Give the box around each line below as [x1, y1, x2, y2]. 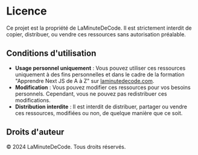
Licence [6, 4, 47, 18]
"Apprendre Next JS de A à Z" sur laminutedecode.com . [14, 77, 155, 84]
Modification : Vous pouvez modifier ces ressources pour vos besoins [14, 84, 191, 91]
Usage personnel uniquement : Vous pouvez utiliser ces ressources [14, 64, 186, 71]
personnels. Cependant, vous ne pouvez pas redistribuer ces [14, 90, 167, 97]
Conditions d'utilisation [6, 48, 97, 59]
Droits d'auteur [6, 127, 65, 137]
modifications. [14, 96, 51, 104]
